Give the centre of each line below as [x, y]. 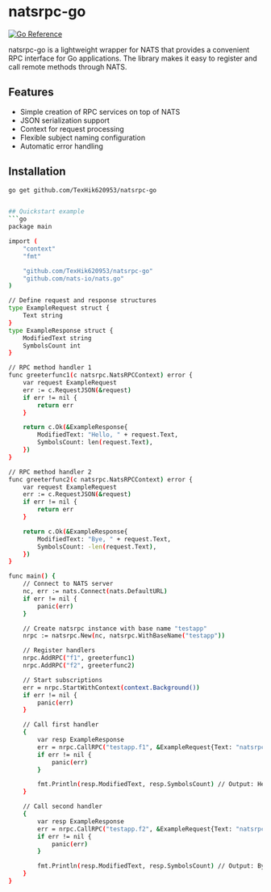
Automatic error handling [61, 146]
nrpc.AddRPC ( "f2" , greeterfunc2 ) [79, 666]
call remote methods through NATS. [68, 66]
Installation [37, 172]
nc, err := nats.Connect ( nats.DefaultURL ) [95, 591]
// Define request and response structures [83, 301]
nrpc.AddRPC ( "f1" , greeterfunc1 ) [79, 658]
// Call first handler [61, 725]
